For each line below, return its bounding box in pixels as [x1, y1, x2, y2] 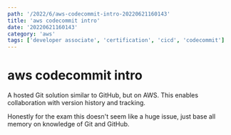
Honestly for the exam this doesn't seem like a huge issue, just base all [7, 112, 216, 121]
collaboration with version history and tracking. [7, 99, 146, 107]
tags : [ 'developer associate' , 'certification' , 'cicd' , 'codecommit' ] [7, 37, 225, 44]
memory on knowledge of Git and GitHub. [7, 120, 130, 129]
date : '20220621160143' [7, 23, 78, 31]
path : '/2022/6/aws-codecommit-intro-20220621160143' [7, 10, 171, 18]
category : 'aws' [7, 30, 56, 38]
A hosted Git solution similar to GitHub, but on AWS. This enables [7, 91, 198, 99]
